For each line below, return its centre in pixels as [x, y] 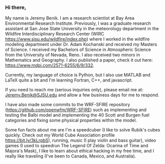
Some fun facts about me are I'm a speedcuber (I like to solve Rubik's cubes [83, 130]
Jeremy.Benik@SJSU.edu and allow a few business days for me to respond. [82, 95]
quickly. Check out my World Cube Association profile [60, 135]
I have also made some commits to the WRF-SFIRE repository [68, 105]
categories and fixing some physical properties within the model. [71, 121]
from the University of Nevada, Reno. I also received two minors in [73, 55]
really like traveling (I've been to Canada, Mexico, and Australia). [71, 156]
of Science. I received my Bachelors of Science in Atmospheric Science [78, 50]
